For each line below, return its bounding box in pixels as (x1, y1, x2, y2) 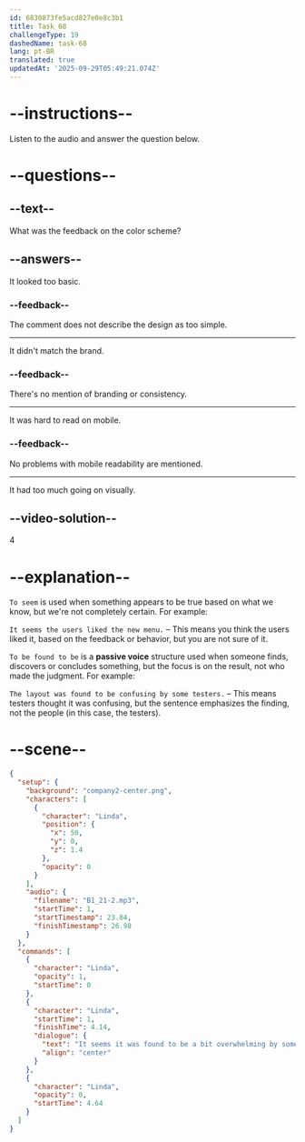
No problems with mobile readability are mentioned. (9, 458, 203, 469)
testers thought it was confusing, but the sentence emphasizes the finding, (9, 697, 290, 709)
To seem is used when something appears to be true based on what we (9, 596, 274, 607)
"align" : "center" (42, 1048, 112, 1057)
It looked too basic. (9, 275, 82, 286)
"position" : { (42, 820, 95, 829)
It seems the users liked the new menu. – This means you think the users (9, 624, 290, 635)
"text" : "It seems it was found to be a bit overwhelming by (42, 1040, 279, 1049)
